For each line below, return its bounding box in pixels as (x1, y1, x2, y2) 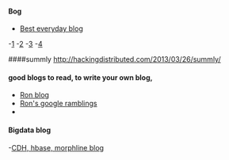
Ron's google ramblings (19, 99, 97, 109)
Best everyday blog (19, 24, 83, 33)
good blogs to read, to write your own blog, (8, 72, 153, 82)
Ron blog (19, 90, 50, 100)
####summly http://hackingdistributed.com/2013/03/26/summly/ (8, 55, 221, 64)
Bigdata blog (8, 125, 52, 135)
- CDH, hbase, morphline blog (8, 143, 105, 152)
